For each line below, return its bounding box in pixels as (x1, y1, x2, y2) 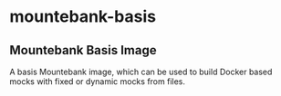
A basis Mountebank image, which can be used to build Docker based (9, 66, 273, 77)
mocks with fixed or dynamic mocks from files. (9, 76, 185, 87)
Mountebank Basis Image (9, 43, 157, 58)
